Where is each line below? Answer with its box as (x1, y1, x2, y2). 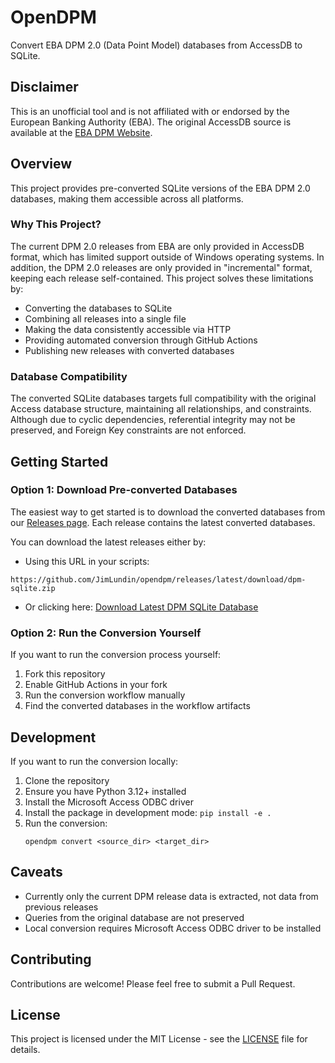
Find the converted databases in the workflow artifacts (24, 700, 251, 712)
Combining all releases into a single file (24, 312, 187, 325)
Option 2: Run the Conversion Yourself (10, 626, 202, 640)
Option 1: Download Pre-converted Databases (10, 483, 238, 497)
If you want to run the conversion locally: (10, 755, 179, 767)
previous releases (24, 901, 99, 913)
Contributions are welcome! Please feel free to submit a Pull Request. (10, 977, 296, 990)
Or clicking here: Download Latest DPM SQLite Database (24, 601, 259, 613)
